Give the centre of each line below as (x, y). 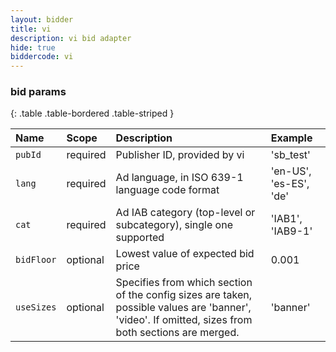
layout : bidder (42, 19)
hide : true (33, 47)
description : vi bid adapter (71, 38)
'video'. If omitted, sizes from (184, 320)
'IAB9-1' (291, 231)
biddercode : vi (42, 57)
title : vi (31, 29)
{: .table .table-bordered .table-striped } (92, 113)
